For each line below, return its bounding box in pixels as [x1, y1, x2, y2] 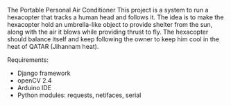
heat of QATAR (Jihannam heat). [7, 43, 99, 50]
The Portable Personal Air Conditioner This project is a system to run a [7, 6, 209, 14]
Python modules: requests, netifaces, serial [17, 91, 142, 99]
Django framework [17, 69, 71, 77]
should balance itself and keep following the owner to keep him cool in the [7, 35, 220, 43]
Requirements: [7, 56, 49, 64]
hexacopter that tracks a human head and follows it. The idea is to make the [7, 13, 224, 21]
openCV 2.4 [17, 76, 52, 85]
